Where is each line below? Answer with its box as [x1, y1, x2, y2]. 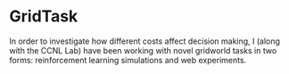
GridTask [9, 6, 78, 27]
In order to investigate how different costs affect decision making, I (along [9, 36, 281, 46]
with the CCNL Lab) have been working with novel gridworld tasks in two [9, 45, 277, 55]
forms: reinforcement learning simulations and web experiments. [9, 54, 247, 65]
